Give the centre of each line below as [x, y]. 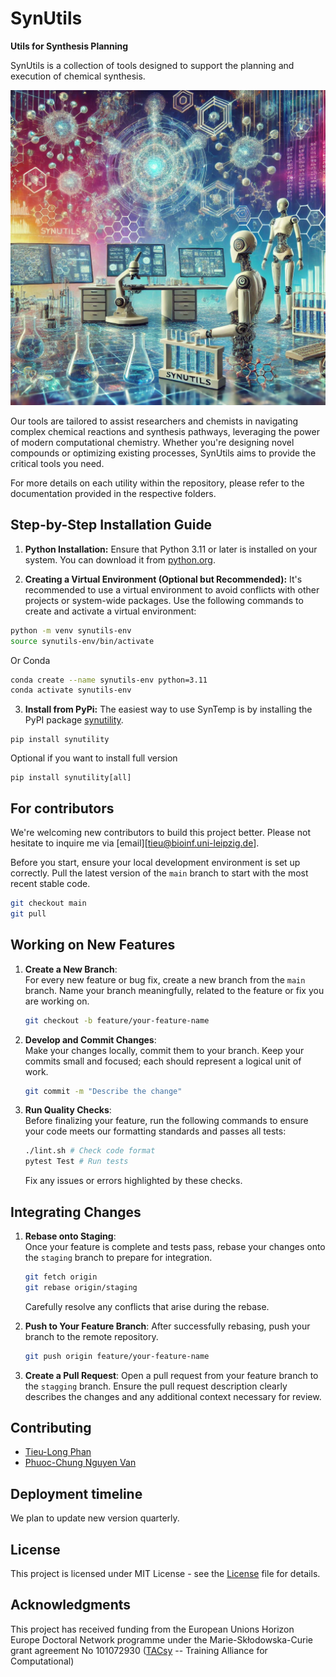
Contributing [51, 1427]
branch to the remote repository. [91, 1336]
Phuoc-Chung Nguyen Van [80, 1463]
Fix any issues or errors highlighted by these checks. [133, 1181]
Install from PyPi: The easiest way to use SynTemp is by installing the [168, 709]
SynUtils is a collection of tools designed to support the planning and [152, 65]
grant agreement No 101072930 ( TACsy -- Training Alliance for [139, 1650]
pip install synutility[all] [71, 778]
